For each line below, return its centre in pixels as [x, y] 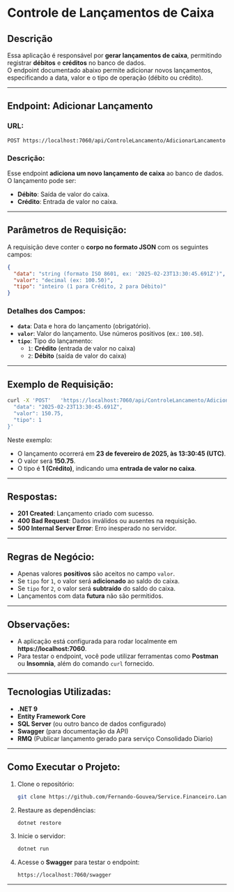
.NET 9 [28, 709]
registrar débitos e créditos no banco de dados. [77, 63]
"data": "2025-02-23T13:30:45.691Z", [68, 407]
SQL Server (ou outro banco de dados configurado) [92, 724]
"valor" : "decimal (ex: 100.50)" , [63, 280]
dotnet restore [39, 823]
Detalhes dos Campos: [46, 311]
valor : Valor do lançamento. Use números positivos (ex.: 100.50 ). [110, 334]
